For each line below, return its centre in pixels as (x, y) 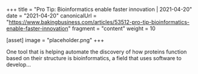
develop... (19, 64)
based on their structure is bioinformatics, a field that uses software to (94, 58)
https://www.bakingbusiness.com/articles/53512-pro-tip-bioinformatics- (99, 22)
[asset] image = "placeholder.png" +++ (55, 40)
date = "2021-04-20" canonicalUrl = (51, 16)
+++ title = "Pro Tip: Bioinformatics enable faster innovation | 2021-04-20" (99, 9)
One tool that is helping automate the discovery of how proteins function (97, 52)
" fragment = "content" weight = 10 (112, 28)
